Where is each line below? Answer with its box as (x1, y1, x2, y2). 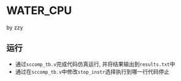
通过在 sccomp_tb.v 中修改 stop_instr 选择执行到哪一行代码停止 (15, 68, 170, 75)
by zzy (6, 24, 23, 31)
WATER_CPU (6, 4, 72, 18)
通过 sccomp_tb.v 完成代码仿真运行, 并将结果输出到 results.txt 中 (15, 60, 175, 68)
